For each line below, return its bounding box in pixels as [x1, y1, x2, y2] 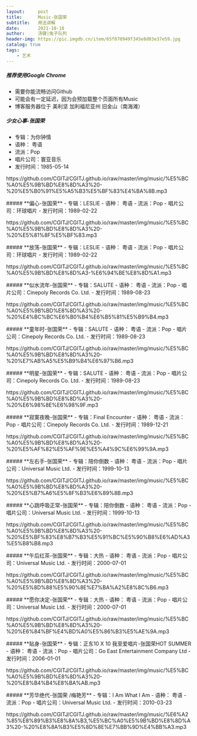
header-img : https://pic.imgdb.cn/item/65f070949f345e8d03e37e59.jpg [6, 36, 181, 42]
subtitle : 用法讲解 [6, 20, 56, 25]
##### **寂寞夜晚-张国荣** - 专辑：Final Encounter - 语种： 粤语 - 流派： [6, 413, 185, 420]
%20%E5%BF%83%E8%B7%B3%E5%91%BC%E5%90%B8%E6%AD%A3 [6, 533, 191, 541]
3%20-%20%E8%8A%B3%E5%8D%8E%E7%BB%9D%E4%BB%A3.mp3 [6, 723, 187, 730]
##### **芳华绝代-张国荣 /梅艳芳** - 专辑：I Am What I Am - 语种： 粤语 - [6, 691, 187, 699]
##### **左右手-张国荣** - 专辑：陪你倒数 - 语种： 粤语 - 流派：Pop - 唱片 [6, 457, 188, 465]
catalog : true [6, 42, 41, 48]
